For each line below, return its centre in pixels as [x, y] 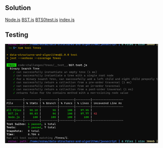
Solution [18, 8]
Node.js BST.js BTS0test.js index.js [40, 19]
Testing [17, 35]
